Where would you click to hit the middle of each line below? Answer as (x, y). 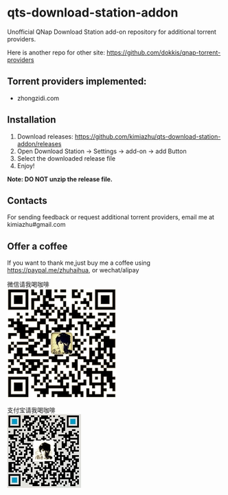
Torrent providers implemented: (77, 82)
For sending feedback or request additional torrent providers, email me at (111, 217)
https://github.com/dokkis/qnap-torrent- (163, 52)
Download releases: (45, 137)
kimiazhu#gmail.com (36, 225)
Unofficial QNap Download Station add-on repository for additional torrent (112, 32)
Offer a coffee (37, 246)
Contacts (27, 200)
